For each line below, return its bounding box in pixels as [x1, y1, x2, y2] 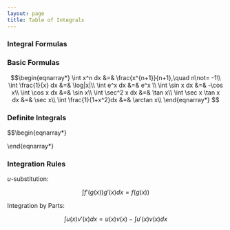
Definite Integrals [7, 113, 67, 122]
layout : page [7, 10, 45, 17]
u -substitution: [7, 175, 49, 183]
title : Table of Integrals [7, 17, 85, 23]
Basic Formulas [7, 58, 60, 68]
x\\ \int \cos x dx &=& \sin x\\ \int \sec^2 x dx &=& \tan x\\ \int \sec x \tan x [11, 88, 220, 97]
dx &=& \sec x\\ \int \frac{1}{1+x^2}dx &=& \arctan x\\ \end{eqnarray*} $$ [12, 95, 220, 104]
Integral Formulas [7, 39, 67, 49]
